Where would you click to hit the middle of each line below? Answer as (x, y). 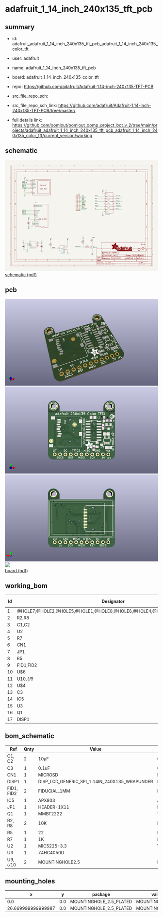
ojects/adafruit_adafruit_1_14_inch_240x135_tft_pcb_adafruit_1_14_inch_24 (85, 130)
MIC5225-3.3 (52, 846)
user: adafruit (25, 58)
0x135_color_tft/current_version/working (52, 135)
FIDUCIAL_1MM (54, 791)
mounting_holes (30, 881)
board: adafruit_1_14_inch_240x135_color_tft (55, 77)
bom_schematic (30, 736)
